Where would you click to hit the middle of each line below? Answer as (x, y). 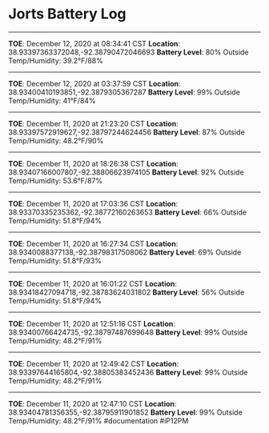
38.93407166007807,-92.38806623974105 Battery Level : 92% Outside (126, 172)
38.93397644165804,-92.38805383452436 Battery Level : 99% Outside (128, 372)
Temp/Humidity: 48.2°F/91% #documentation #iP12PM (98, 420)
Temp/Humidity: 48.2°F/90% (56, 140)
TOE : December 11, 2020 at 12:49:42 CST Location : (94, 363)
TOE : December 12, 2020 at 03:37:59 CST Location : (95, 83)
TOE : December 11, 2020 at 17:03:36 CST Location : (93, 203)
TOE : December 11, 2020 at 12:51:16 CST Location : (92, 323)
